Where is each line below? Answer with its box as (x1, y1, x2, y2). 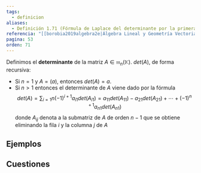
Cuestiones (6, 159, 50, 169)
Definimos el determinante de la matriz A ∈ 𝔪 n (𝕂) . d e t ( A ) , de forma (6, 58, 175, 67)
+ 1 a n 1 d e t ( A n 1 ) (88, 102, 122, 112)
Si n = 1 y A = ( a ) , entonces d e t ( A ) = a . (14, 78, 112, 85)
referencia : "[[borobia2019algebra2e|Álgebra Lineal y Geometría (6, 31, 172, 37)
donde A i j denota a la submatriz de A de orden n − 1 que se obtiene (14, 114, 181, 122)
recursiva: (6, 66, 31, 73)
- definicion (11, 14, 44, 20)
